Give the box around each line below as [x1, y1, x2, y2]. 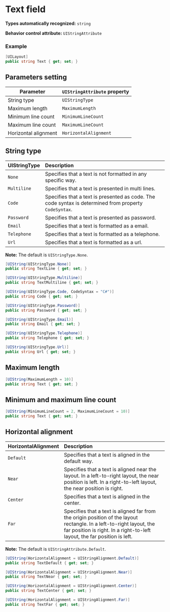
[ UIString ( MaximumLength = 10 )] [5, 376, 73, 382]
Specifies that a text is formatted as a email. [45, 222, 149, 229]
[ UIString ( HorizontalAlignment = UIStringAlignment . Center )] [5, 584, 137, 589]
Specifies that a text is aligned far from [64, 508, 156, 515]
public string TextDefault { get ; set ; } [5, 560, 94, 565]
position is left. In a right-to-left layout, [64, 478, 157, 485]
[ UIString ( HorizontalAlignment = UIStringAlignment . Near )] [5, 569, 133, 575]
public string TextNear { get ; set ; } [5, 574, 87, 580]
